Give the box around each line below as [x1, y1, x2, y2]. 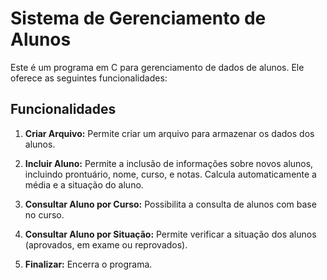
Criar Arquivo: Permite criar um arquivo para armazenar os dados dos [24, 127, 315, 139]
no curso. [24, 208, 65, 221]
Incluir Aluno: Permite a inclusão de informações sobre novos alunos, [24, 157, 314, 169]
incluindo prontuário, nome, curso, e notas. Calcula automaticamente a [24, 168, 317, 180]
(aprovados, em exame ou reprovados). [24, 238, 188, 251]
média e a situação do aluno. [24, 178, 144, 191]
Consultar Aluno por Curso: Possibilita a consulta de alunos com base [24, 198, 317, 210]
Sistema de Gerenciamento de [10, 7, 267, 30]
